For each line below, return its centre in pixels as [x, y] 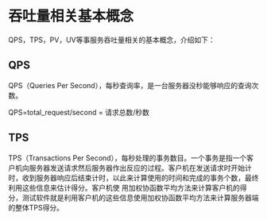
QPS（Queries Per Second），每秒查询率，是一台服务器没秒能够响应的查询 [130, 85]
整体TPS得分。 [39, 207]
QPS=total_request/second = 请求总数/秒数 [79, 112]
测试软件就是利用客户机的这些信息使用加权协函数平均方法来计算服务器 [137, 197]
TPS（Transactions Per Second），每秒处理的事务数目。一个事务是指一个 [128, 158]
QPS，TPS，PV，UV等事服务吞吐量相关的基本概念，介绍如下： [112, 40]
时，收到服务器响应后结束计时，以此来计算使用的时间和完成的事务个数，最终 [133, 178]
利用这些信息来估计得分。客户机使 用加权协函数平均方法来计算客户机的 [124, 187]
